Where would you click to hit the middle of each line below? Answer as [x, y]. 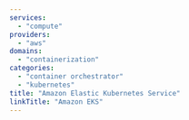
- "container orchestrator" [71, 77]
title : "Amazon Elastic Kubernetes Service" [95, 93]
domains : [26, 51]
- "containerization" [59, 60]
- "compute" [40, 26]
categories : [32, 69]
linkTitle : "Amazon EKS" [56, 102]
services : [28, 18]
